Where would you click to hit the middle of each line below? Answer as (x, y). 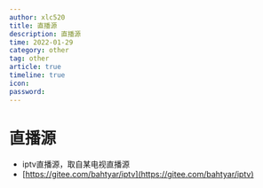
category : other (39, 51)
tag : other (29, 59)
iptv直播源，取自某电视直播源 (76, 164)
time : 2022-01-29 (41, 42)
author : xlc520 (37, 17)
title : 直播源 (33, 26)
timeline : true (37, 75)
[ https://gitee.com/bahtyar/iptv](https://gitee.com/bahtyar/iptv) (138, 175)
